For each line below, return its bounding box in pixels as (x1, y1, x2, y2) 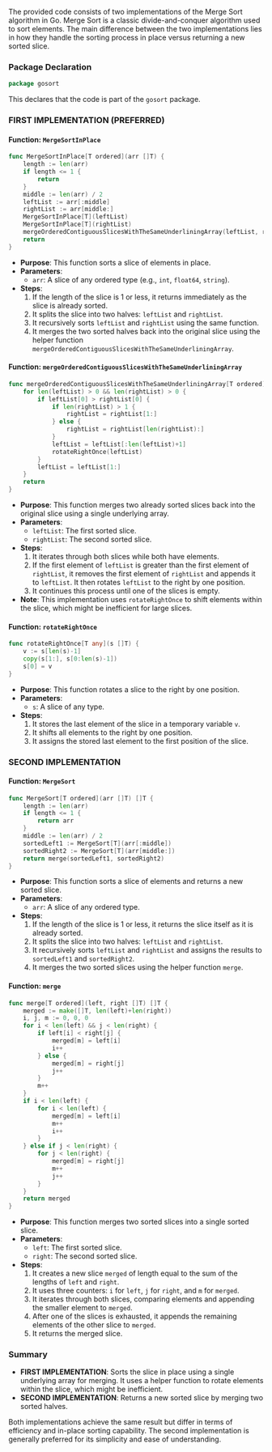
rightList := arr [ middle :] (23, 206, 114, 214)
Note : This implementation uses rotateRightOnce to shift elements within (19, 595, 263, 604)
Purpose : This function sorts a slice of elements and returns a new (19, 877, 244, 886)
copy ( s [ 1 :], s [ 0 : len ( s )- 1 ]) (23, 655, 117, 663)
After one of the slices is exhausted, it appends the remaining (32, 1311, 237, 1322)
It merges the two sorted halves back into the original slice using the (32, 326, 261, 336)
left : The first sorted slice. (32, 1242, 123, 1253)
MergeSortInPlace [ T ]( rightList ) (23, 220, 132, 229)
